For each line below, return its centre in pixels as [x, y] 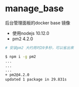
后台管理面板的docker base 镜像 [38, 23]
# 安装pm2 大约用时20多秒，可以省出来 [39, 48]
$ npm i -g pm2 [21, 57]
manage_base [34, 9]
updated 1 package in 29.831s [36, 80]
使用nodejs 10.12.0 [31, 33]
